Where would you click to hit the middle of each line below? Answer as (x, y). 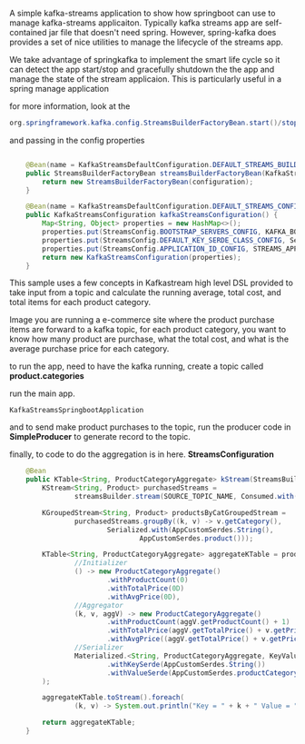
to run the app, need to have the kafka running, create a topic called (137, 366)
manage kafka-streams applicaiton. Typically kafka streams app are (136, 23)
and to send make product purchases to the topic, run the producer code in (150, 427)
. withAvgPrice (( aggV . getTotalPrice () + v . (188, 640)
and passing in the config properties (77, 140)
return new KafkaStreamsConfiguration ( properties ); (142, 257)
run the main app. (42, 393)
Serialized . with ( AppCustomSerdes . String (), (190, 530)
